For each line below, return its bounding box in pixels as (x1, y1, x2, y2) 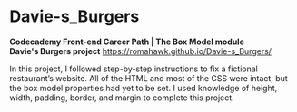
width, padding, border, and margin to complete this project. (9, 92, 234, 103)
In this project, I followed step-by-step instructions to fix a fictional (9, 63, 259, 74)
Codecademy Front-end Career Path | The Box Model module (9, 36, 245, 47)
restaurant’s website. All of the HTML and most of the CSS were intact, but (9, 72, 288, 83)
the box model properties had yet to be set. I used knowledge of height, (9, 82, 278, 93)
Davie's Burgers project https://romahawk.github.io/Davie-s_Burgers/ (9, 45, 272, 56)
